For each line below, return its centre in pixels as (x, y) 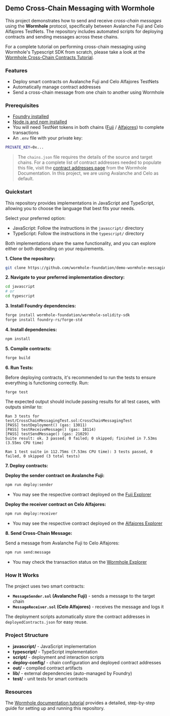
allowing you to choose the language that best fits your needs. (70, 208)
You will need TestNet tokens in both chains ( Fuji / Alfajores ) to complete (88, 127)
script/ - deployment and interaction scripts (58, 657)
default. (26, 179)
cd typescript (20, 296)
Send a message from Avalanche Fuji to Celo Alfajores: (62, 543)
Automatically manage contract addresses (57, 87)
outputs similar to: (24, 407)
